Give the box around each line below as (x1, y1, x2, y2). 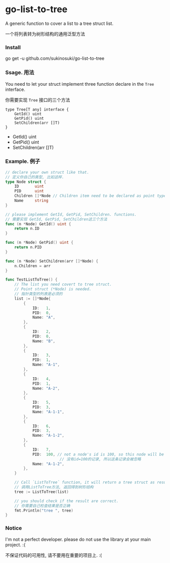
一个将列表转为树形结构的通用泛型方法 (5, 30, 85, 37)
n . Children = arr (14, 263, 51, 269)
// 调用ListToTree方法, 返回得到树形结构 (14, 485, 94, 490)
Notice (5, 524, 22, 532)
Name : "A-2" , (32, 386, 60, 391)
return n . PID (14, 245, 42, 250)
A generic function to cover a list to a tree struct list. (5, 20, 114, 26)
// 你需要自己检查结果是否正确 (14, 503, 70, 508)
